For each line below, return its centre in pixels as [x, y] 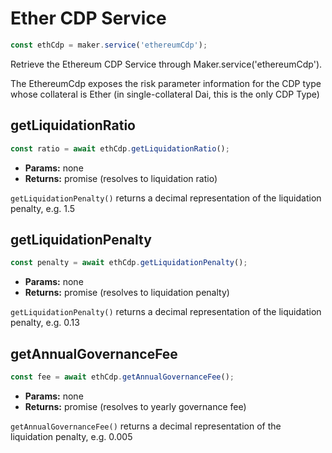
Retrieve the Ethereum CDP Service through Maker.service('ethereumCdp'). [166, 64]
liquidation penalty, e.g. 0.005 [71, 436]
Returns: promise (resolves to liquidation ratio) [121, 178]
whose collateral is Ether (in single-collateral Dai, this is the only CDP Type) [165, 94]
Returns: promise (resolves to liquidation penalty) [127, 293]
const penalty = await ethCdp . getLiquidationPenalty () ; [129, 263]
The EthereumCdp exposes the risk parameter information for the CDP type [166, 83]
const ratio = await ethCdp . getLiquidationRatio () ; [120, 148]
